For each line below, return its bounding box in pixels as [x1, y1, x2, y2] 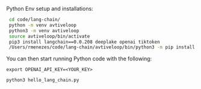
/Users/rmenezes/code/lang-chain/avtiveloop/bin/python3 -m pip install [8, 44, 196, 50]
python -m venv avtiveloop [8, 22, 77, 28]
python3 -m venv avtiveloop [8, 27, 79, 33]
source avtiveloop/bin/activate [8, 33, 90, 39]
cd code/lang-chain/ [8, 17, 61, 23]
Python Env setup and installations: [6, 5, 93, 12]
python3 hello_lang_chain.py [6, 77, 79, 83]
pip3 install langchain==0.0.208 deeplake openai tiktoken [8, 39, 161, 45]
